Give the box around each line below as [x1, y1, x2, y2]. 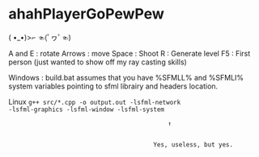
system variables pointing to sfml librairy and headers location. [8, 81, 219, 91]
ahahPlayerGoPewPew [8, 5, 164, 23]
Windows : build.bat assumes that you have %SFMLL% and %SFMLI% [8, 72, 244, 82]
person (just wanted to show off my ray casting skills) [8, 57, 188, 67]
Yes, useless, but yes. [153, 140, 233, 149]
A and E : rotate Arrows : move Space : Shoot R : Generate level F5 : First [8, 48, 251, 58]
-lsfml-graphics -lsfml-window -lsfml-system [8, 105, 164, 114]
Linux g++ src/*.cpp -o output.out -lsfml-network [8, 97, 181, 106]
